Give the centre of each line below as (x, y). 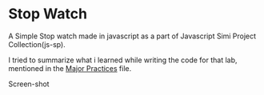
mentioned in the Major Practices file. (70, 68)
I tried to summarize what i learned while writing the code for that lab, (123, 60)
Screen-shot (29, 84)
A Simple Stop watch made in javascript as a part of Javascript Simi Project (132, 36)
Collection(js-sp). (37, 44)
